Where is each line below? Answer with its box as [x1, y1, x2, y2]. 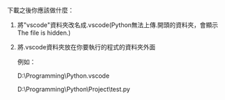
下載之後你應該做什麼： [7, 6, 74, 14]
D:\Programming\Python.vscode [17, 72, 109, 80]
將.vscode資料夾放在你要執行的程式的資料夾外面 [17, 43, 156, 51]
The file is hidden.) [17, 28, 71, 37]
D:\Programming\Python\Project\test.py [17, 85, 130, 93]
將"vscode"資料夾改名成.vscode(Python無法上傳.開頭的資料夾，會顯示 [17, 21, 219, 29]
